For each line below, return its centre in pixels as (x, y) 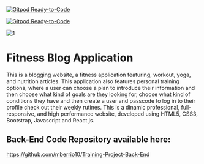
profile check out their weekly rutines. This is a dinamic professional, (93, 107)
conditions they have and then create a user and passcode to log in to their (101, 100)
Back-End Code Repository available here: (89, 140)
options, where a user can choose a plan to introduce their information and (101, 88)
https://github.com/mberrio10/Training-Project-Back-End (78, 154)
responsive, (21, 114)
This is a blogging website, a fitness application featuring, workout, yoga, (99, 75)
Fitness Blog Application (70, 58)
